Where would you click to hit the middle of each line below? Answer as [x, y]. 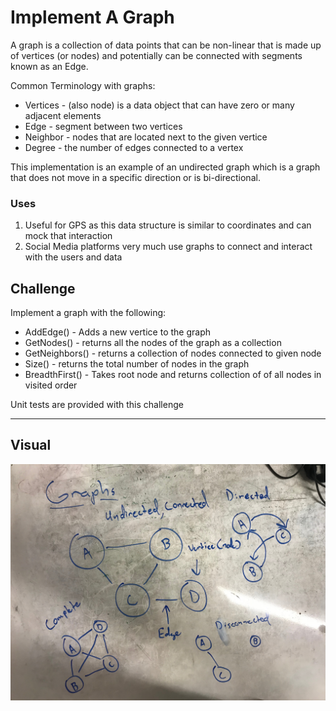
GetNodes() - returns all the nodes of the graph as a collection [153, 343]
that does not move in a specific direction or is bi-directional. [135, 177]
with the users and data [73, 257]
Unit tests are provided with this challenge [97, 405]
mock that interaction [68, 236]
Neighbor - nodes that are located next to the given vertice [146, 137]
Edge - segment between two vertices [103, 126]
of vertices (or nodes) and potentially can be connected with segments [156, 55]
